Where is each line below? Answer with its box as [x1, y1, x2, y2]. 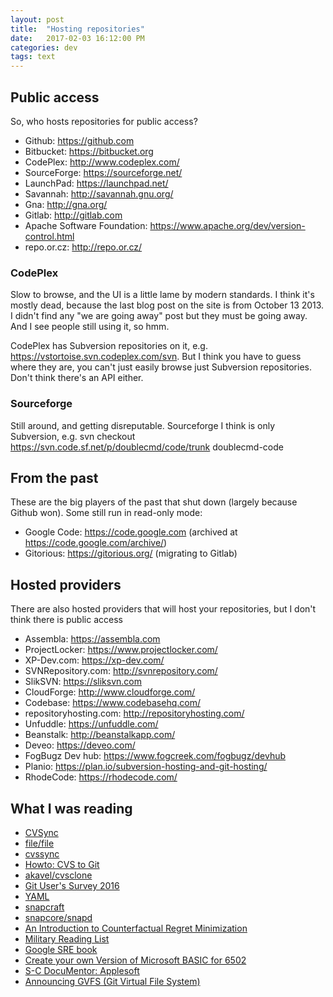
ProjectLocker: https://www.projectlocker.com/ [24, 644, 218, 656]
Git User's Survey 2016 [24, 879, 120, 891]
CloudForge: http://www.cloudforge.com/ [24, 686, 196, 698]
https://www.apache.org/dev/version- [149, 219, 306, 231]
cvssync [24, 847, 60, 860]
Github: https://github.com [24, 134, 135, 146]
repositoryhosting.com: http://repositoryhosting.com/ [24, 707, 245, 720]
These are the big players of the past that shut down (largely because [10, 496, 298, 508]
